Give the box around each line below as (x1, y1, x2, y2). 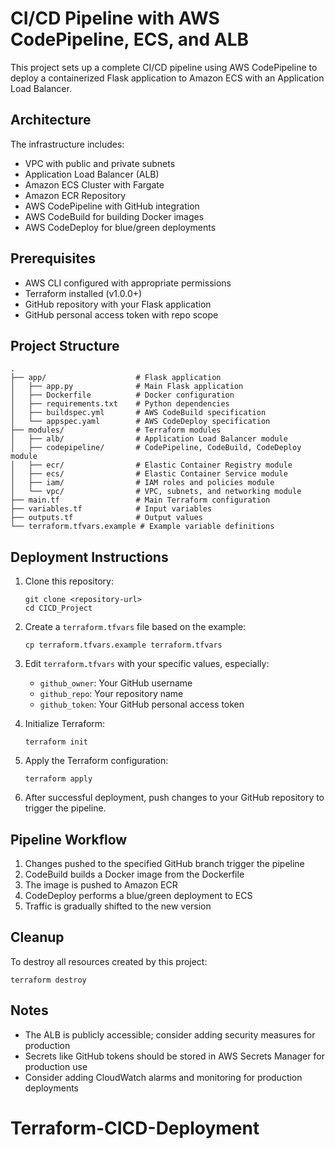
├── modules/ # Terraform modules (10, 425, 222, 436)
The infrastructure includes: (10, 138, 125, 150)
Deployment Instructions (10, 548, 169, 566)
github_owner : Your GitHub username (39, 677, 193, 689)
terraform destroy (10, 975, 87, 985)
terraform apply (24, 774, 93, 784)
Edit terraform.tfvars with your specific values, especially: (24, 658, 270, 670)
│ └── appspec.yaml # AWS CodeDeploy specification (10, 417, 271, 427)
